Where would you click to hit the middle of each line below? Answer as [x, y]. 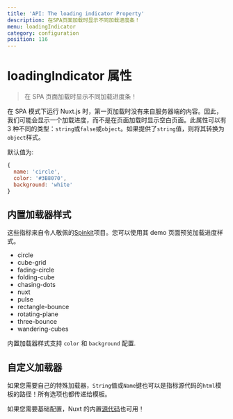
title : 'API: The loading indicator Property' [76, 14]
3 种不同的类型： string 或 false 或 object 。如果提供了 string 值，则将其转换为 [116, 129]
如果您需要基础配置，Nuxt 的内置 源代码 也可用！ [76, 409]
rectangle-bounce [43, 307]
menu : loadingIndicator [42, 26]
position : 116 [28, 40]
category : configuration [43, 33]
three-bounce [37, 322]
